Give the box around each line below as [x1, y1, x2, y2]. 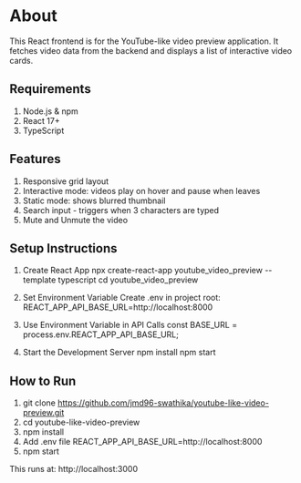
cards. [9, 55, 34, 66]
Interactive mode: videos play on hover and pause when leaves [22, 185, 261, 196]
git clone [22, 397, 57, 408]
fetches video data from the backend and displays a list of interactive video [9, 45, 293, 56]
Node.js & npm [22, 106, 79, 117]
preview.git [22, 407, 65, 418]
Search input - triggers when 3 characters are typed [22, 204, 220, 215]
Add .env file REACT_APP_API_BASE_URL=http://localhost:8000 [22, 437, 263, 447]
